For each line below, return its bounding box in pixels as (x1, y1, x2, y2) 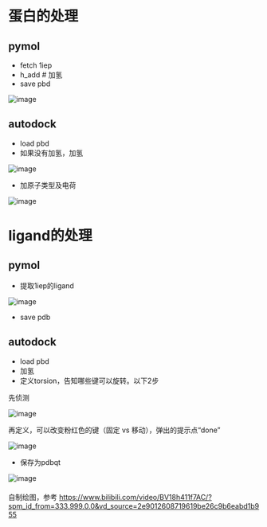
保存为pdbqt (19, 457, 61, 466)
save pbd (19, 79, 51, 88)
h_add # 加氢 (19, 70, 63, 80)
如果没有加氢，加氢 (19, 148, 84, 158)
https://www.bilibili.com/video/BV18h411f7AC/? (58, 493, 213, 502)
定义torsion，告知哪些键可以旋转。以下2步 (19, 376, 159, 385)
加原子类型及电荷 (19, 180, 77, 189)
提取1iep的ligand (19, 280, 74, 291)
